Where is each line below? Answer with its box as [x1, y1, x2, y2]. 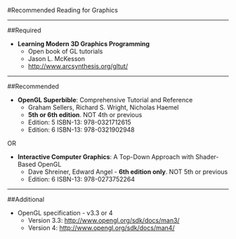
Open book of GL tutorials [27, 47, 103, 55]
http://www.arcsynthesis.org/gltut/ [27, 62, 129, 70]
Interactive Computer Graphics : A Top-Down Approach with [17, 153, 195, 161]
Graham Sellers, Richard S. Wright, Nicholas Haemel [27, 103, 179, 111]
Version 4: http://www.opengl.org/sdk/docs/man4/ [27, 224, 175, 232]
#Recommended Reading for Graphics [7, 6, 118, 14]
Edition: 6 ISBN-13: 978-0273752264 [27, 175, 136, 183]
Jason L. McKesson [27, 55, 86, 62]
